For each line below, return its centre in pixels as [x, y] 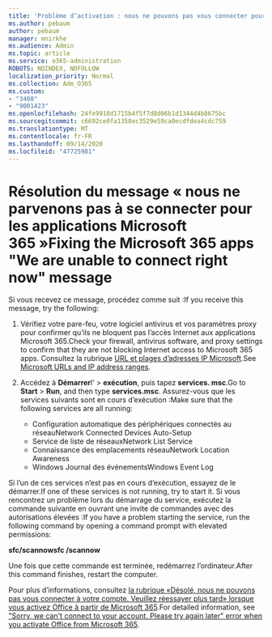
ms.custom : [27, 91]
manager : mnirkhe [38, 38]
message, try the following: [54, 308]
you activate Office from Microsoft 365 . [74, 625]
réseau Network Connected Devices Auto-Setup [112, 433]
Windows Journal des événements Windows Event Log [123, 467]
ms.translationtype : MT [49, 129]
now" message [60, 277]
